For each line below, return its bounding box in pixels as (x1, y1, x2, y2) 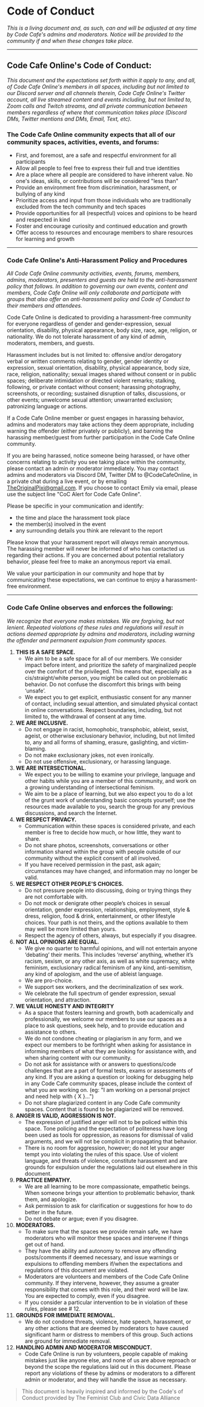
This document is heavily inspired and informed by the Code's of (21, 1388, 183, 1395)
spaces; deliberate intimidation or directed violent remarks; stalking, (7, 377, 177, 384)
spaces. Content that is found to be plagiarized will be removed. (24, 1105, 184, 1113)
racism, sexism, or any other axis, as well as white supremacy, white (24, 957, 196, 965)
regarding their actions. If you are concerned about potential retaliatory (7, 551, 184, 559)
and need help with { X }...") (24, 1093, 94, 1100)
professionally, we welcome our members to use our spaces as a (24, 1015, 187, 1022)
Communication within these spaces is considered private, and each (24, 822, 196, 830)
